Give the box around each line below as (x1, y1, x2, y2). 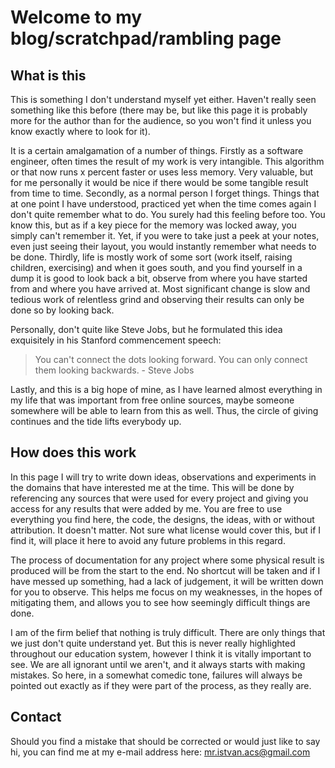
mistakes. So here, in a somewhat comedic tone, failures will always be (10, 669, 303, 681)
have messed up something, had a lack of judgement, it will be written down (10, 575, 324, 587)
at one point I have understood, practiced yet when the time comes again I (10, 198, 317, 210)
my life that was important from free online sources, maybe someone (10, 394, 295, 406)
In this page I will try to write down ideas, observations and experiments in (10, 471, 317, 483)
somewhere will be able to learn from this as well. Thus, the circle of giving (10, 405, 319, 416)
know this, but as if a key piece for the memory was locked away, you (10, 219, 297, 231)
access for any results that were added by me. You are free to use (10, 502, 283, 515)
